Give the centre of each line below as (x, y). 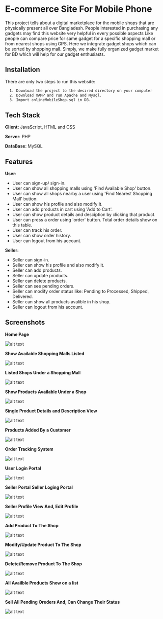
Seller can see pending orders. (43, 286)
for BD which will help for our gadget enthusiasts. (55, 54)
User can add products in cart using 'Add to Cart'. (62, 209)
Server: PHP (18, 137)
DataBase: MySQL (24, 146)
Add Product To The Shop (32, 525)
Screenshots (25, 322)
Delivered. (23, 296)
